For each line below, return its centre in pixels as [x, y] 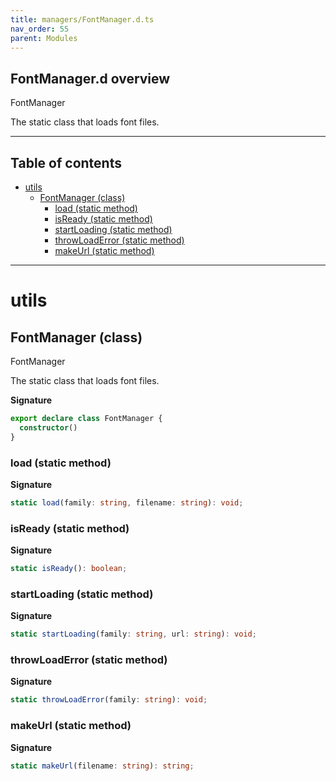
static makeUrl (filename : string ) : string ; [102, 766]
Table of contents [66, 162]
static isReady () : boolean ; [69, 569]
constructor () [48, 427]
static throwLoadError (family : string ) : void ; [109, 700]
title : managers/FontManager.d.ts [82, 19]
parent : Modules [44, 38]
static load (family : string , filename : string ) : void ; [127, 502]
